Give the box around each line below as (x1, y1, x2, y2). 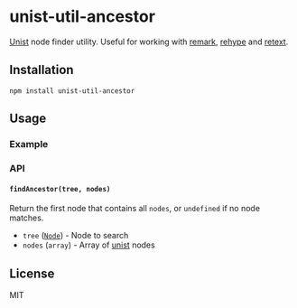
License (9, 266, 55, 281)
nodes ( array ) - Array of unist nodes (22, 239, 155, 250)
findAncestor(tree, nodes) (9, 184, 111, 193)
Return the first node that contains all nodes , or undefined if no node (9, 203, 260, 214)
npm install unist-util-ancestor (9, 86, 135, 96)
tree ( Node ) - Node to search (22, 230, 129, 241)
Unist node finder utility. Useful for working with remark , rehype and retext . (9, 36, 289, 47)
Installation (9, 62, 74, 78)
